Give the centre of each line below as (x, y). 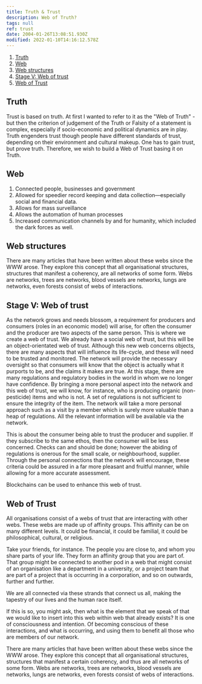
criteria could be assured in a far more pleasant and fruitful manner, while (98, 467)
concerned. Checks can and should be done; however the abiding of (92, 448)
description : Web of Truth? (42, 18)
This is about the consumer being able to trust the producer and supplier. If (100, 435)
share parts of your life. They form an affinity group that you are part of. (96, 556)
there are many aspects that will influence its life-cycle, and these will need (100, 352)
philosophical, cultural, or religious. (50, 538)
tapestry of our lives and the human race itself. (64, 600)
